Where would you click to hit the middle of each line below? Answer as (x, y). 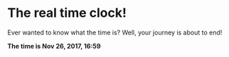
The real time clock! (67, 13)
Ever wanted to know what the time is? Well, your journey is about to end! (115, 32)
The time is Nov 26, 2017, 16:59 (54, 46)
